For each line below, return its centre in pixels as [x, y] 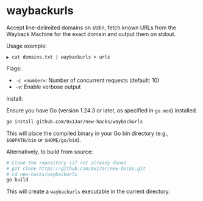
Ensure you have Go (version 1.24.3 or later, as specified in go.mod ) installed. [102, 110]
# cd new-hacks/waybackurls [42, 174]
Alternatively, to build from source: [50, 152]
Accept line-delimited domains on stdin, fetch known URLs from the [91, 27]
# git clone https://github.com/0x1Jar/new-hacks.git [76, 169]
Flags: [14, 68]
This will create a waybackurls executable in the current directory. [88, 192]
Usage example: [27, 46]
